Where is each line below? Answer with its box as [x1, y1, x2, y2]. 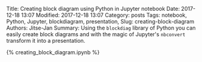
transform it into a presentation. [6, 37, 86, 44]
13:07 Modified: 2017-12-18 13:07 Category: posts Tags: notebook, [21, 11, 187, 19]
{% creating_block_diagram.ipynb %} [6, 49, 100, 56]
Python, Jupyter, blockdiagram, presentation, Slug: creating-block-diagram [6, 18, 195, 25]
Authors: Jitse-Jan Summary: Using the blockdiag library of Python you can [6, 24, 196, 31]
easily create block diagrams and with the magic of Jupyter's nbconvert [6, 31, 186, 38]
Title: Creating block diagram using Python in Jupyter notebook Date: [6, 5, 180, 12]
